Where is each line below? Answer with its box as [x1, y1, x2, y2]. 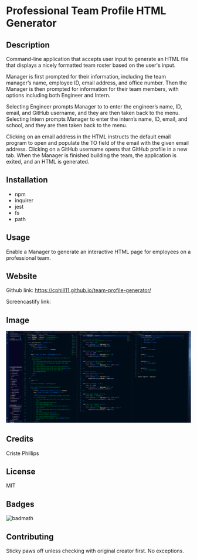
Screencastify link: [6, 298, 51, 306]
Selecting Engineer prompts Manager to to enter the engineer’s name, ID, [6, 103, 183, 110]
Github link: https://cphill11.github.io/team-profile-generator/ [6, 287, 151, 294]
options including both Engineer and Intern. [6, 92, 111, 99]
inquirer [14, 196, 34, 203]
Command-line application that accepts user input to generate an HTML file [6, 56, 189, 62]
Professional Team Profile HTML [6, 4, 167, 18]
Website [6, 271, 37, 281]
